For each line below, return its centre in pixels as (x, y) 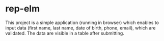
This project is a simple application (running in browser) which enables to (82, 22)
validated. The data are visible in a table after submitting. (65, 33)
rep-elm (22, 9)
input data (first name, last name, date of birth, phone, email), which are (80, 27)
